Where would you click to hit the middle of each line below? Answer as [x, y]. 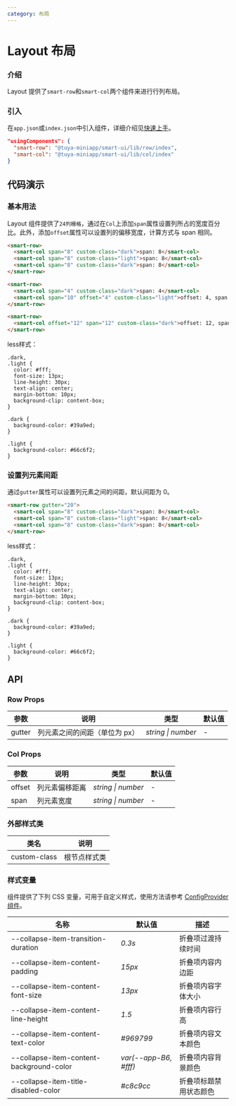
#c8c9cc [136, 1086]
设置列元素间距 [33, 475]
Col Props [24, 754]
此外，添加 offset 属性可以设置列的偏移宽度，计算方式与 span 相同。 [118, 232]
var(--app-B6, [146, 1058]
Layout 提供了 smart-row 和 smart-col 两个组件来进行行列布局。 [96, 92]
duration [25, 947]
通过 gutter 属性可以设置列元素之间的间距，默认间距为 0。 [90, 492]
